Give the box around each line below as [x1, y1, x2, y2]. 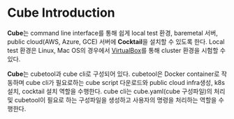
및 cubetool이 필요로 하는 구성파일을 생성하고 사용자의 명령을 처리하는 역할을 [7, 95, 217, 104]
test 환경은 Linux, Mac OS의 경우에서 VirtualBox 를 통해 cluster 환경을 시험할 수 [7, 46, 226, 54]
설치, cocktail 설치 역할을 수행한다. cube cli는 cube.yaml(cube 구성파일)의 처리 [7, 87, 226, 95]
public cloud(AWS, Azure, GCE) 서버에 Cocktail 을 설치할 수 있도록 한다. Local [7, 37, 225, 46]
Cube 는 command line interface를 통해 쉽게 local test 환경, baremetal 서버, [7, 29, 218, 37]
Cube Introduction [7, 5, 115, 21]
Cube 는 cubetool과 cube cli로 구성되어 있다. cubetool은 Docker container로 [7, 70, 220, 78]
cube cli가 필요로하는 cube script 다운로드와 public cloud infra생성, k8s [25, 78, 226, 86]
